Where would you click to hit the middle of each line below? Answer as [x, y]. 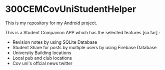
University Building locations [42, 53]
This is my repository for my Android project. [51, 23]
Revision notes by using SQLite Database [55, 42]
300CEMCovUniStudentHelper [71, 9]
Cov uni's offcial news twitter [42, 63]
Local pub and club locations [42, 58]
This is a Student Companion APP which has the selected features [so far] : [83, 32]
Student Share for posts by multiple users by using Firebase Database [84, 47]
